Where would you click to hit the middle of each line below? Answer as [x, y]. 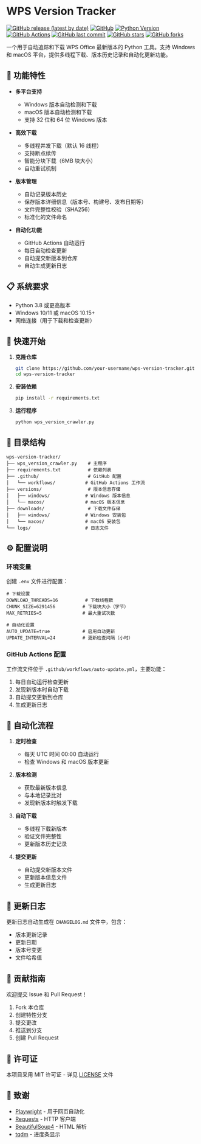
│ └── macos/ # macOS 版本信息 [66, 502]
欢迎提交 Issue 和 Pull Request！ [47, 994]
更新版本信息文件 [46, 878]
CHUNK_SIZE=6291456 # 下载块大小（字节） [67, 607]
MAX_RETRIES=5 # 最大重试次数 [61, 613]
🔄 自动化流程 [30, 726]
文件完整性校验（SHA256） [59, 209]
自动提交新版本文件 [48, 870]
